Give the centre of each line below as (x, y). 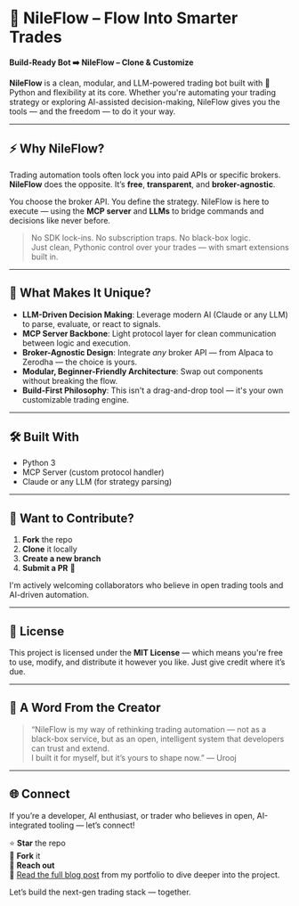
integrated (28, 825)
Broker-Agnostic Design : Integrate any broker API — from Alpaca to (148, 352)
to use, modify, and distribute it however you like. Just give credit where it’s (147, 662)
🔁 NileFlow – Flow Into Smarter (124, 18)
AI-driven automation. (49, 595)
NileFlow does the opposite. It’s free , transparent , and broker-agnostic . (142, 184)
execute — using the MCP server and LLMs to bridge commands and (137, 211)
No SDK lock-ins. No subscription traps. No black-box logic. (141, 237)
